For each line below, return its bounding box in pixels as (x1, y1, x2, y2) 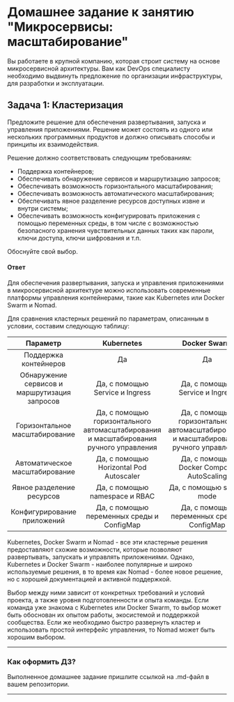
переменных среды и (86, 511, 159, 521)
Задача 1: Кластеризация (7, 99, 124, 112)
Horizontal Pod (97, 462, 147, 472)
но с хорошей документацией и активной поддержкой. (7, 574, 172, 583)
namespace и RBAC (89, 491, 155, 501)
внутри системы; (17, 204, 68, 213)
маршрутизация (16, 388, 71, 397)
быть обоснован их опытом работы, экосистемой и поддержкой (7, 611, 200, 619)
